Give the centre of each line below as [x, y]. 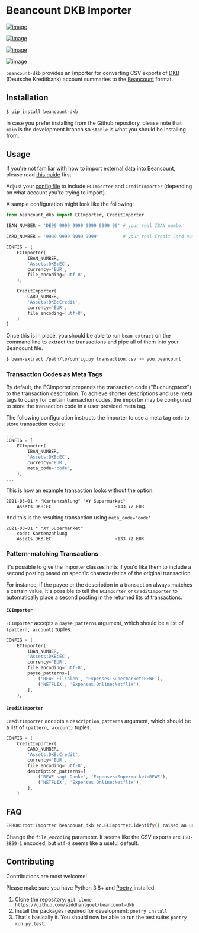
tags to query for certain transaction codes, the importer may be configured [99, 400]
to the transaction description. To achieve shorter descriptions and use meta [99, 393]
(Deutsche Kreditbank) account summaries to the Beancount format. [90, 79]
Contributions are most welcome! [47, 876]
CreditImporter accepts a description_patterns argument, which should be [99, 721]
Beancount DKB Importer [69, 10]
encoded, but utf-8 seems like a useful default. [81, 843]
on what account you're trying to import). [56, 193]
